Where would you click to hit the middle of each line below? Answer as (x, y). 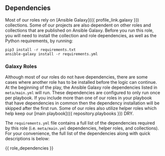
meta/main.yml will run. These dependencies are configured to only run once (83, 93)
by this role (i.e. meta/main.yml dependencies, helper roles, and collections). (82, 128)
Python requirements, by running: (39, 41)
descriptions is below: (27, 139)
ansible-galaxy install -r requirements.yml (51, 54)
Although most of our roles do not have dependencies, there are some (76, 77)
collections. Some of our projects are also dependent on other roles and (78, 25)
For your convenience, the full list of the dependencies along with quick (78, 133)
